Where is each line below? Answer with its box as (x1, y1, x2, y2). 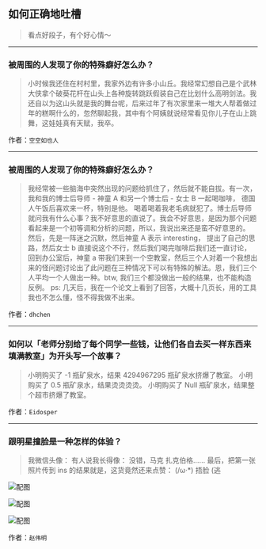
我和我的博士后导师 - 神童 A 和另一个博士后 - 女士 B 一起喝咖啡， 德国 (27, 193, 256, 204)
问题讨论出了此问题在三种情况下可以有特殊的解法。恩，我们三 (48, 263, 250, 273)
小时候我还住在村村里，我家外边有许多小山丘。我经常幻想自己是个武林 (27, 78, 257, 89)
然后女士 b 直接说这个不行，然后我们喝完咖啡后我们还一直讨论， (41, 243, 252, 253)
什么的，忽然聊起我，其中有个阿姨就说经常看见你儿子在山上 (55, 109, 250, 118)
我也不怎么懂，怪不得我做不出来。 (27, 292, 139, 303)
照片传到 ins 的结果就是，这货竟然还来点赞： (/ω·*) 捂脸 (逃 (27, 466, 222, 475)
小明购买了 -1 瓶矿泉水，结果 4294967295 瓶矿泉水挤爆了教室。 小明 (27, 370, 253, 379)
